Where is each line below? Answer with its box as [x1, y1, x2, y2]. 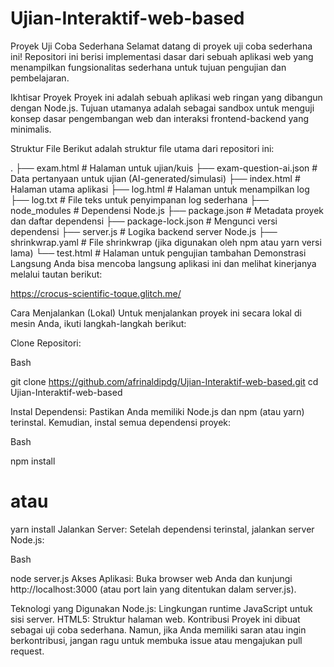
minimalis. [10, 123, 52, 135]
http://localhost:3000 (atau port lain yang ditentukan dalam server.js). [10, 583, 297, 595]
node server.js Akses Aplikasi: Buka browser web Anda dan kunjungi [10, 572, 293, 584]
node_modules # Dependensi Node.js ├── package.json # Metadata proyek [10, 204, 325, 216]
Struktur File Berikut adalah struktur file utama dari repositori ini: [10, 142, 275, 154]
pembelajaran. [10, 72, 70, 84]
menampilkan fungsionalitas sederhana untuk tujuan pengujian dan [10, 61, 287, 73]
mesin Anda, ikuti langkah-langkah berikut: [10, 317, 187, 329]
